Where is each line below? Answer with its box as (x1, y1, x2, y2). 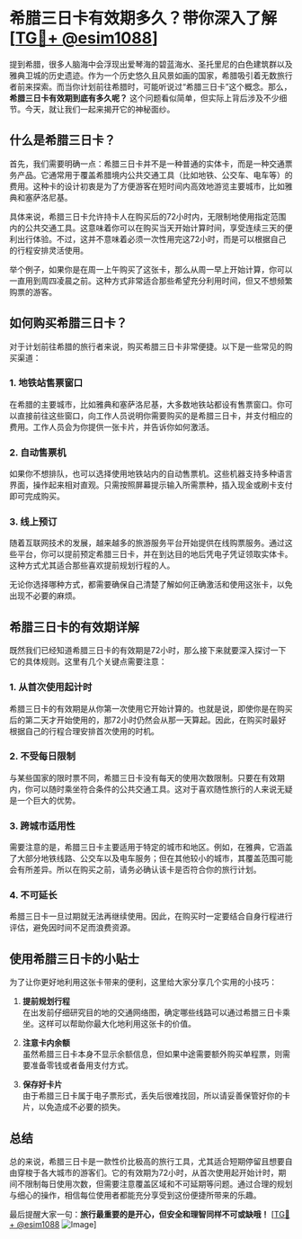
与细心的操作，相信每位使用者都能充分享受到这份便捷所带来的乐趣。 (9, 1190, 262, 1201)
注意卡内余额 (22, 1037, 70, 1048)
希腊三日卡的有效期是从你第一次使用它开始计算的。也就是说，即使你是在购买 (9, 703, 293, 714)
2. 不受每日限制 (9, 750, 76, 763)
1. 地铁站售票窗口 (9, 377, 84, 390)
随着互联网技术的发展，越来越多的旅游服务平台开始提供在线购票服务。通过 (9, 537, 285, 549)
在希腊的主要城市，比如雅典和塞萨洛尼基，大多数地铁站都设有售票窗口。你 (9, 399, 285, 409)
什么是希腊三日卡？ (9, 132, 116, 148)
